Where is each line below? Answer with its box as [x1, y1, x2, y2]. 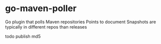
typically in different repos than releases [5, 24, 87, 29]
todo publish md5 [5, 33, 41, 39]
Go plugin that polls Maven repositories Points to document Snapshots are [5, 19, 157, 25]
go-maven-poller [5, 3, 77, 14]
